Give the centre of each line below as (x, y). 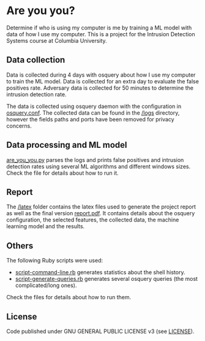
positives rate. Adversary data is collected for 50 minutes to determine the (100, 88)
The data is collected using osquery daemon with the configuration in (94, 106)
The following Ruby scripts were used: (55, 261)
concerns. (19, 126)
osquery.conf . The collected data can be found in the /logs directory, (93, 113)
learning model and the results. (46, 226)
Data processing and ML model (67, 145)
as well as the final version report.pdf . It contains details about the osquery (101, 213)
